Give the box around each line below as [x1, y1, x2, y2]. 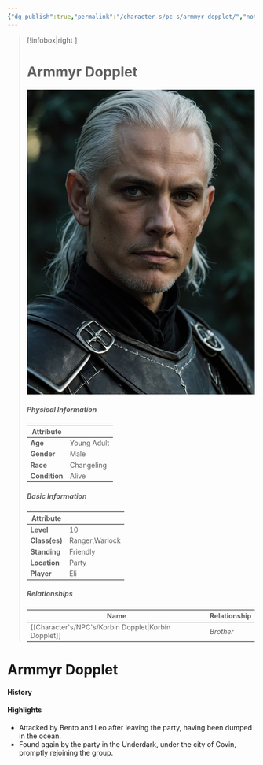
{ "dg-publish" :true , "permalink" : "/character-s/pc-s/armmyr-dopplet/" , [7, 13, 243, 20]
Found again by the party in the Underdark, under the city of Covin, [18, 739, 237, 748]
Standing [30, 547, 61, 556]
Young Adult [69, 438, 110, 448]
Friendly [68, 547, 96, 556]
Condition [30, 471, 64, 481]
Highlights [7, 705, 42, 715]
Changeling [69, 460, 108, 470]
